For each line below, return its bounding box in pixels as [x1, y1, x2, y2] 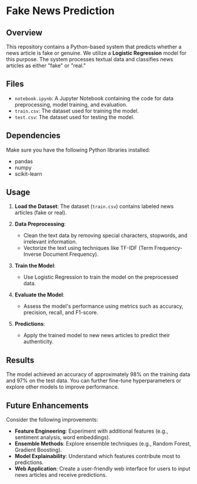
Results [6, 355, 35, 365]
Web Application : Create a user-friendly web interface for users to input [14, 465, 191, 472]
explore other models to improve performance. [6, 383, 119, 390]
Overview [6, 28, 43, 38]
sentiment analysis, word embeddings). [14, 434, 111, 441]
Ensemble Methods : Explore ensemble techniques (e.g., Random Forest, [14, 440, 191, 447]
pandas [14, 157, 34, 164]
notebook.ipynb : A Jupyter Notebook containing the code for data [14, 94, 173, 101]
